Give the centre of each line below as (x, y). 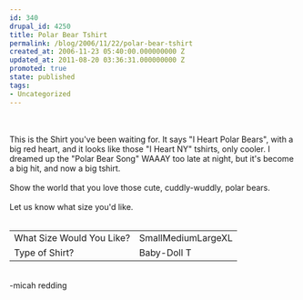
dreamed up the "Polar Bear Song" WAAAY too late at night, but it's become (151, 158)
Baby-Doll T (165, 253)
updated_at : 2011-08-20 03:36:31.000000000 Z (97, 60)
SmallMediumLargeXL (186, 237)
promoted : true (38, 69)
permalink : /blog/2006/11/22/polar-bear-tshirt (101, 43)
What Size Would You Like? (72, 237)
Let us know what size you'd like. (71, 206)
